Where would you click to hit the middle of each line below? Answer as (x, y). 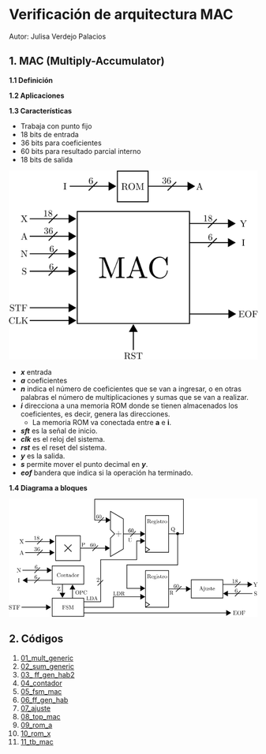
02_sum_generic (47, 666)
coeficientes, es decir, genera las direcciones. (95, 414)
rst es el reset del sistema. (64, 448)
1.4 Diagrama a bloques (48, 488)
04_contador (41, 683)
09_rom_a (36, 725)
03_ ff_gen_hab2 (47, 674)
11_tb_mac (37, 741)
